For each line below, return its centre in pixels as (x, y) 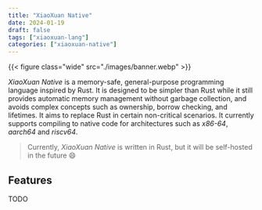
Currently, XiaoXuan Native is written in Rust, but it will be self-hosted (140, 147)
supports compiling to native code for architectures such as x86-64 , (118, 124)
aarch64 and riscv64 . (43, 132)
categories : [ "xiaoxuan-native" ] (63, 45)
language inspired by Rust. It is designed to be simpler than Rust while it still (130, 90)
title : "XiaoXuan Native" (50, 15)
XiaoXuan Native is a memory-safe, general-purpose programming (116, 82)
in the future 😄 (52, 156)
